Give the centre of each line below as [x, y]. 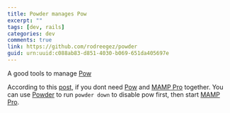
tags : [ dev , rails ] [36, 27]
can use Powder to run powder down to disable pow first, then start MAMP [114, 94]
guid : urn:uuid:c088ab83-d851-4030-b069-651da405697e [88, 54]
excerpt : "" [25, 20]
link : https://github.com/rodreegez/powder [73, 47]
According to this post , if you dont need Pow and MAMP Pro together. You [115, 87]
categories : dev [31, 34]
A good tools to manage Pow [50, 73]
